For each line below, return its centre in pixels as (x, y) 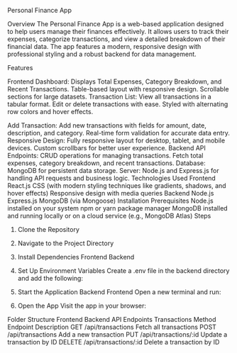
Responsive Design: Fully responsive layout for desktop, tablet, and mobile (116, 140)
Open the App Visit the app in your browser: (82, 306)
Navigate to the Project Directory (66, 243)
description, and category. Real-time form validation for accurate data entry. (119, 133)
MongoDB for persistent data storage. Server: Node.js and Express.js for (113, 170)
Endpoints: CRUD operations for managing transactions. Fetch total (105, 156)
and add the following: (50, 278)
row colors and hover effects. (50, 112)
